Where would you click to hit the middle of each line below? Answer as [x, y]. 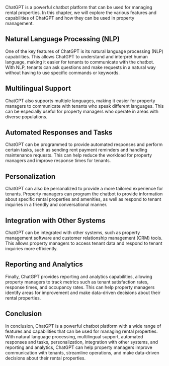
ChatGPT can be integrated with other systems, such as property [73, 233]
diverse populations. [26, 117]
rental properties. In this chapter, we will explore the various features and [81, 13]
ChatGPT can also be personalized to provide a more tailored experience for [84, 189]
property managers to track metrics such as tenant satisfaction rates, [77, 282]
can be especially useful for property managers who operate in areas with [82, 111]
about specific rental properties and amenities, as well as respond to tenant [83, 199]
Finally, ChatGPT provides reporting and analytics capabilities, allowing [79, 276]
